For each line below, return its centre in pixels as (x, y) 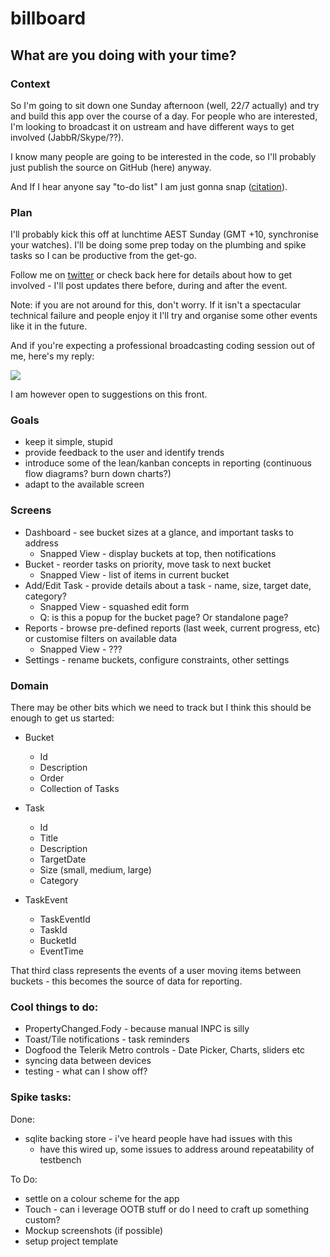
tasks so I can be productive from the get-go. (104, 256)
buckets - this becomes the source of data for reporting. (126, 981)
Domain (29, 685)
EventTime (61, 951)
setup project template (71, 1241)
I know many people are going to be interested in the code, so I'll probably (163, 156)
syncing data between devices (88, 1061)
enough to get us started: (62, 718)
